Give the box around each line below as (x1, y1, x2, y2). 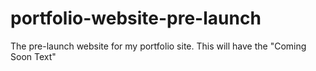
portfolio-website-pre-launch (10, 7, 262, 30)
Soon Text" (10, 50, 57, 62)
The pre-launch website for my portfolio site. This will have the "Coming (10, 40, 307, 52)
